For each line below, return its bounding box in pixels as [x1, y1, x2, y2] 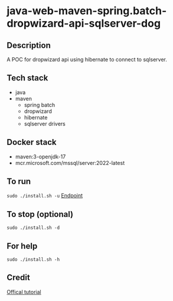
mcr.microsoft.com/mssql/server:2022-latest [15, 159, 125, 166]
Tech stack [6, 73, 48, 83]
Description [6, 40, 51, 50]
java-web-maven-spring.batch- [6, 4, 167, 18]
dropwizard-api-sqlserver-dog [6, 17, 161, 30]
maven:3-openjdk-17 [15, 153, 66, 160]
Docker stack [6, 137, 57, 147]
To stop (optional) [6, 209, 73, 219]
